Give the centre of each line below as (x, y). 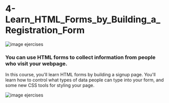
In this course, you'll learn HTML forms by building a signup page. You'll (80, 75)
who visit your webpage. (36, 64)
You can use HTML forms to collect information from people (80, 57)
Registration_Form (45, 30)
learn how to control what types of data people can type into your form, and (84, 80)
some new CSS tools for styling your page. (50, 85)
